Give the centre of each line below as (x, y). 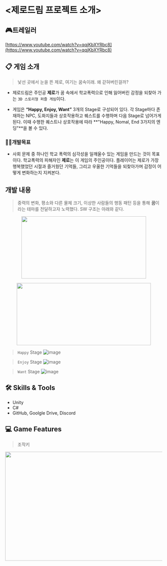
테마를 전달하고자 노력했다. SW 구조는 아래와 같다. (76, 209)
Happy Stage (30, 352)
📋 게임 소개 (22, 67)
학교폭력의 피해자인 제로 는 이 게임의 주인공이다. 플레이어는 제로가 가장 (91, 160)
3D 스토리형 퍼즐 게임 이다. (42, 99)
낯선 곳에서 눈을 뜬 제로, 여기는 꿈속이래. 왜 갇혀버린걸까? (73, 82)
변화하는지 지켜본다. (41, 173)
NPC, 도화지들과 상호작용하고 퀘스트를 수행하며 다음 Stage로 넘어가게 (93, 116)
